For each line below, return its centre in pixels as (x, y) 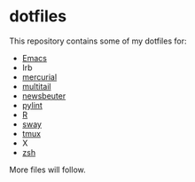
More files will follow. (47, 170)
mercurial (39, 76)
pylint (32, 105)
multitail (36, 86)
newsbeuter (44, 96)
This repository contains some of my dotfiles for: (98, 41)
